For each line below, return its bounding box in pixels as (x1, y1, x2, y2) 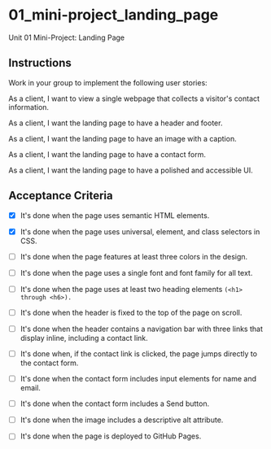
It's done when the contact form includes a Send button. (20, 399, 210, 408)
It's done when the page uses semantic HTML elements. (20, 210, 210, 220)
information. (8, 102, 50, 111)
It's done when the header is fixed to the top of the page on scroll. (20, 307, 243, 317)
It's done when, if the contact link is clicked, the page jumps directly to (20, 349, 258, 359)
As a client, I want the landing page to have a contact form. (8, 149, 206, 159)
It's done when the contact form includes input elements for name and (20, 374, 256, 384)
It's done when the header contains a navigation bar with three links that (20, 324, 263, 333)
